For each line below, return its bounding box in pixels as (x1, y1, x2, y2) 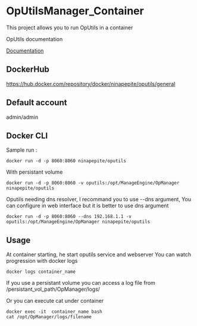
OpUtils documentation (6, 35, 63, 42)
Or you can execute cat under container (6, 297, 104, 305)
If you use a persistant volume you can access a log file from (6, 279, 156, 287)
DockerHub (6, 64, 49, 75)
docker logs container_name (6, 269, 76, 275)
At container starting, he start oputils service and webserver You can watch (6, 251, 192, 258)
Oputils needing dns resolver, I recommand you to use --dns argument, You (6, 196, 192, 203)
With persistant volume (6, 168, 63, 176)
